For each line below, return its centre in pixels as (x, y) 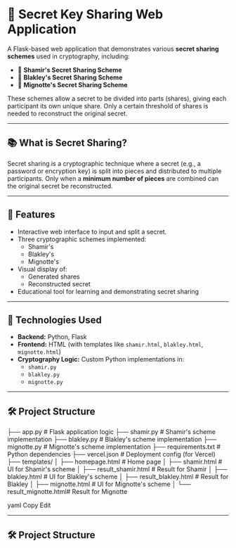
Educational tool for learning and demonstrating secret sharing (108, 291)
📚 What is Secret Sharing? (67, 143)
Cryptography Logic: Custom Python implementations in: (101, 359)
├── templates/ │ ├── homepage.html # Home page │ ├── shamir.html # (115, 462)
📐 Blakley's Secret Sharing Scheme (70, 77)
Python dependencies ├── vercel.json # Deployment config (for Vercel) (111, 454)
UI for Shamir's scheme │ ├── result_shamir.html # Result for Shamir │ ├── (117, 469)
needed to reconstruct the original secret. (67, 113)
